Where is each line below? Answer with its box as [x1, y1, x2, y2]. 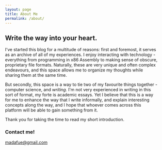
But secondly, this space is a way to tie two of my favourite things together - [5, 82, 158, 87]
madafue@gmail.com [5, 139, 48, 145]
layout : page [5, 7, 32, 12]
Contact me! [5, 129, 35, 136]
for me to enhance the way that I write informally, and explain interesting [5, 97, 149, 103]
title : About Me [5, 12, 38, 16]
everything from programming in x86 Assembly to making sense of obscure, [5, 57, 158, 63]
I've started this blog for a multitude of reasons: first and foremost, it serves [5, 47, 157, 53]
